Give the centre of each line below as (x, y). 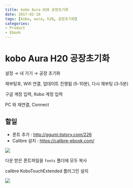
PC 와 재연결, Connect (27, 105)
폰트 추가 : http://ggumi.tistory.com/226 (52, 134)
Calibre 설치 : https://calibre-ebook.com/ (53, 141)
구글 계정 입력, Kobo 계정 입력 (34, 94)
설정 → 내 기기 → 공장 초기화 (33, 73)
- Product (15, 28)
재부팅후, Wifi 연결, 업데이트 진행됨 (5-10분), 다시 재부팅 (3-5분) (67, 83)
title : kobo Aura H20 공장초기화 (37, 10)
